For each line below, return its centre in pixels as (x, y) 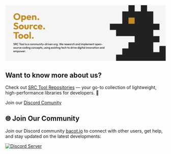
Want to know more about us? (53, 75)
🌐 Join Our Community (42, 119)
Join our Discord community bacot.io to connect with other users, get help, (84, 131)
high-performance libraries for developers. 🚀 (52, 93)
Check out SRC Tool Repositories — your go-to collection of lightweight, (81, 87)
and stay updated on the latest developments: (53, 136)
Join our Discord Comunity (34, 103)
